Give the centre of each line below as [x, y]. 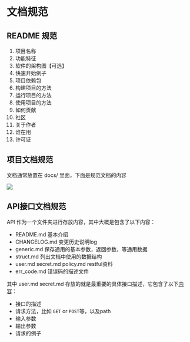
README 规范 [32, 36]
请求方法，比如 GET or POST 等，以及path [63, 311]
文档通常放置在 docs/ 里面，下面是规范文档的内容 [67, 175]
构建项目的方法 [33, 88]
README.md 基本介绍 [41, 234]
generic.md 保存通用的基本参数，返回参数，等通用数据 [81, 249]
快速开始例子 [31, 73]
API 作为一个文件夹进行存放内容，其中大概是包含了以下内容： [81, 222]
